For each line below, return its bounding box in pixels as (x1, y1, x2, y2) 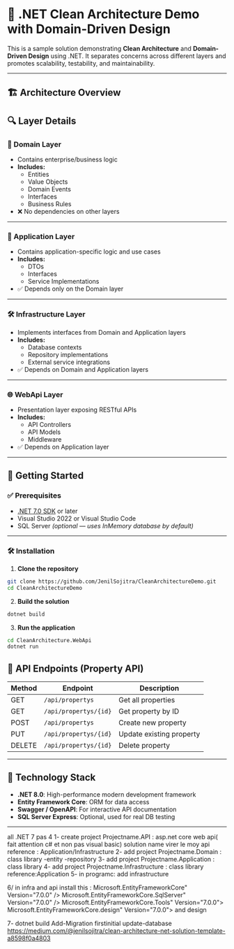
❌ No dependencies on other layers (17, 208, 120, 216)
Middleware (27, 435, 62, 443)
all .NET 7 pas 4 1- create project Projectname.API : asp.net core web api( (7, 832, 218, 841)
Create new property (118, 718, 187, 727)
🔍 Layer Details (7, 115, 77, 126)
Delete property (118, 741, 171, 751)
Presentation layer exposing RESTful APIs (17, 405, 137, 414)
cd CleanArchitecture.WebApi (7, 637, 92, 644)
